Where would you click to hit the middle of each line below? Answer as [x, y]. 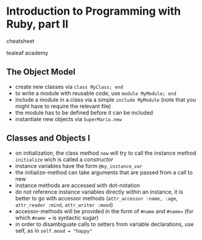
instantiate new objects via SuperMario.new [68, 119]
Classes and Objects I [48, 138]
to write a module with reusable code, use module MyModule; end [96, 93]
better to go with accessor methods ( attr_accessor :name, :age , [96, 198]
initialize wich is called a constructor [64, 159]
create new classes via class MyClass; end [69, 86]
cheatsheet [20, 41]
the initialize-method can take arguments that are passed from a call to [104, 172]
